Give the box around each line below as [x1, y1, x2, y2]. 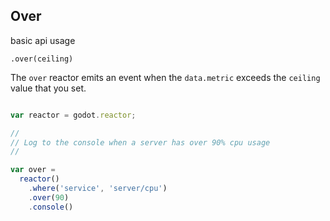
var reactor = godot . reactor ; [10, 110, 137, 120]
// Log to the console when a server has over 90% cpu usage [10, 137, 271, 148]
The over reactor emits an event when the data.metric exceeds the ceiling [10, 71, 321, 83]
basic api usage [10, 34, 76, 46]
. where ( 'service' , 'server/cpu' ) [28, 184, 168, 194]
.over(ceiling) [10, 54, 74, 64]
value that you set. [10, 82, 87, 94]
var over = [10, 165, 56, 175]
